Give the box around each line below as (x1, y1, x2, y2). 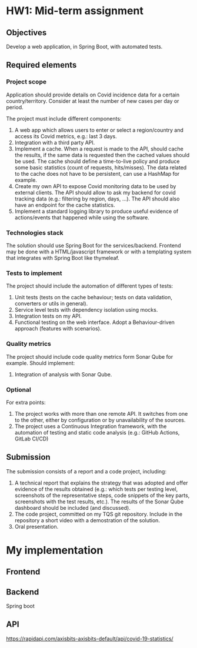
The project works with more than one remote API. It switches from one (14, 410, 188, 417)
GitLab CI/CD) (14, 435, 49, 442)
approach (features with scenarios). (14, 325, 102, 332)
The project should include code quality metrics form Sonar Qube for (6, 353, 173, 360)
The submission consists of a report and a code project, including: (6, 467, 166, 475)
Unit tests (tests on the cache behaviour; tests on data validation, (14, 294, 172, 301)
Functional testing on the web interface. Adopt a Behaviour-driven (14, 319, 175, 326)
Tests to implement (6, 269, 62, 277)
